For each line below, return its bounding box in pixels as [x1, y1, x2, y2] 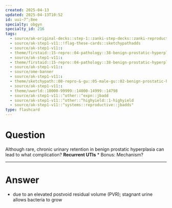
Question [5, 129, 45, 141]
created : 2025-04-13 [5, 7, 50, 13]
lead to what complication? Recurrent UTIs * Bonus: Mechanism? [5, 151, 143, 157]
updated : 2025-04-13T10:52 [5, 12, 63, 17]
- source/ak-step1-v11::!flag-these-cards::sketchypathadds [10, 41, 141, 46]
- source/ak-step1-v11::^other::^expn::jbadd [10, 93, 109, 98]
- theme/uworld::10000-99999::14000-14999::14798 [10, 88, 118, 94]
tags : [5, 31, 17, 36]
